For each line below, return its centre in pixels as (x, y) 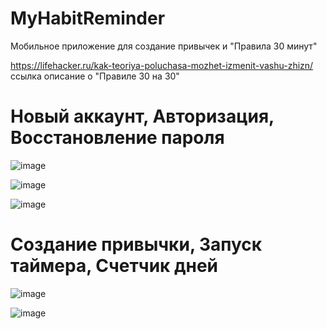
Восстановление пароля (117, 138)
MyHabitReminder (88, 18)
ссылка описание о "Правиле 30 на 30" (95, 76)
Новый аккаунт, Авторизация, (142, 116)
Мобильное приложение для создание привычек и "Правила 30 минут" (164, 46)
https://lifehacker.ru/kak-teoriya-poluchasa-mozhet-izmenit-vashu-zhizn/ (162, 65)
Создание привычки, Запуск (136, 244)
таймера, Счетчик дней (114, 266)
